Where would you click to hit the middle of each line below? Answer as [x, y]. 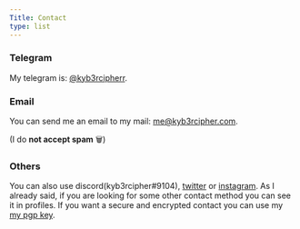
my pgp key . [33, 215]
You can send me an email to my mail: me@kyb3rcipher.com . [124, 121]
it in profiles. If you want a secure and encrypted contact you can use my [146, 205]
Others [25, 166]
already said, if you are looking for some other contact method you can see [150, 195]
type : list [30, 26]
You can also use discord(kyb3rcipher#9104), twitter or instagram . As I [142, 186]
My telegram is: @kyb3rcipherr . [69, 77]
